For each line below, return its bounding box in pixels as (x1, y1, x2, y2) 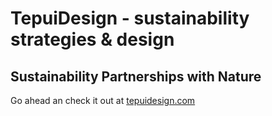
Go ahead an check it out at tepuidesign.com (10, 95, 196, 106)
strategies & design (10, 28, 175, 51)
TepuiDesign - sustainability (10, 7, 250, 30)
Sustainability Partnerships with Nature (10, 68, 262, 85)
